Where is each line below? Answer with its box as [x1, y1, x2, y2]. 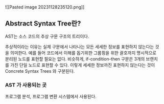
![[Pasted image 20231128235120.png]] [5, 4, 85, 10]
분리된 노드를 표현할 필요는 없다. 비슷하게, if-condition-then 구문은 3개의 [5, 56, 145, 62]
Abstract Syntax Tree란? [5, 20, 81, 28]
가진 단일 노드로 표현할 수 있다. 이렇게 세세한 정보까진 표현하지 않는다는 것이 [10, 62, 155, 68]
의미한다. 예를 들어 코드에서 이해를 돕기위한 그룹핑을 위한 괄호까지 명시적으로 [10, 50, 157, 56]
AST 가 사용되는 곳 [5, 82, 47, 88]
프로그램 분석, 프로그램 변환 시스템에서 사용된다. [5, 94, 97, 100]
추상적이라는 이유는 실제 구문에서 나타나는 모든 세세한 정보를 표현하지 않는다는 [5, 43, 154, 49]
